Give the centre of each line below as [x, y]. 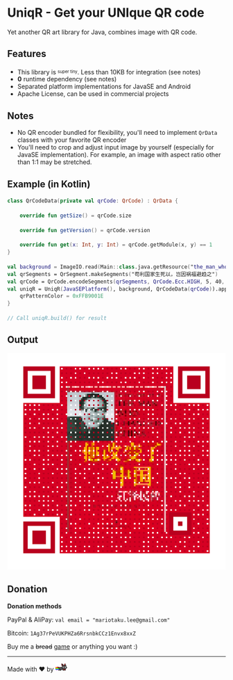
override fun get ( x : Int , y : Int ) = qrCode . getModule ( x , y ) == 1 [116, 245]
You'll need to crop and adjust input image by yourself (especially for [115, 147]
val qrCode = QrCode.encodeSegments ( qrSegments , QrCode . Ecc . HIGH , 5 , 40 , [116, 282]
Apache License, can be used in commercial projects [93, 94]
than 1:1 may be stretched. [54, 162]
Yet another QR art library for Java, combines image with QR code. [102, 32]
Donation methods [35, 606]
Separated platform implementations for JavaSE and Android [104, 87]
